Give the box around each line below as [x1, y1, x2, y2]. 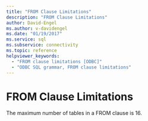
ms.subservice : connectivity [6, 42, 78, 48]
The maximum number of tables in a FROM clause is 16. [6, 110, 143, 117]
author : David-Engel [6, 20, 58, 26]
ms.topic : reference [6, 48, 58, 54]
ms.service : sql [6, 36, 46, 42]
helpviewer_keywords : [6, 53, 60, 59]
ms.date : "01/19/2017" [6, 31, 62, 37]
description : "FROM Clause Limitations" [6, 14, 108, 20]
